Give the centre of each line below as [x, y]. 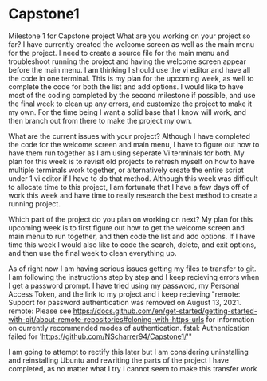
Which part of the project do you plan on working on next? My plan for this [131, 219]
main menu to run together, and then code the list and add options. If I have [132, 236]
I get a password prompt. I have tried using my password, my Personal [124, 285]
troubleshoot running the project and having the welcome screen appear [128, 61]
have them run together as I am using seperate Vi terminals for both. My [126, 153]
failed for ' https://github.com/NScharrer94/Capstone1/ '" [100, 336]
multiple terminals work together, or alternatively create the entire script [126, 170]
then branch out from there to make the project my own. [100, 120]
